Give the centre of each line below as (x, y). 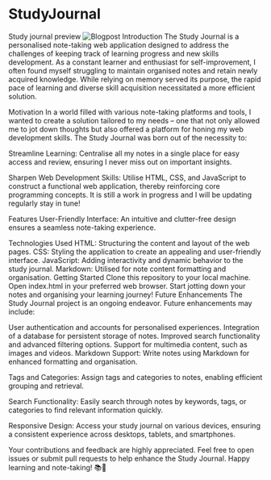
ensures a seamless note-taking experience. (82, 227)
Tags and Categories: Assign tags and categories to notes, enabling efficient (135, 377)
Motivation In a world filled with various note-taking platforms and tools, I (130, 112)
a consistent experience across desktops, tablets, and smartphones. (122, 434)
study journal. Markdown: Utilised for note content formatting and (117, 269)
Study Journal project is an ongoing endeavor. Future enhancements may (130, 303)
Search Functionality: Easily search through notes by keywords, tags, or (127, 401)
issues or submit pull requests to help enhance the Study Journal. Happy (129, 458)
